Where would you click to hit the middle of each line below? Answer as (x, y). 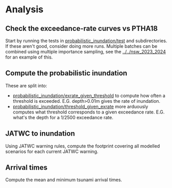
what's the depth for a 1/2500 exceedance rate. (63, 117)
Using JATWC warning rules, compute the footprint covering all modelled (83, 146)
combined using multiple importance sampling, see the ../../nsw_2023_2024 (85, 52)
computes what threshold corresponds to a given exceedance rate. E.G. (89, 112)
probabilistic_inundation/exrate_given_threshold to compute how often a (89, 96)
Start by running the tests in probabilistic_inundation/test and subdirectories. (86, 41)
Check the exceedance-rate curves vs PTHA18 (82, 29)
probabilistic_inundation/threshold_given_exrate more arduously (80, 106)
